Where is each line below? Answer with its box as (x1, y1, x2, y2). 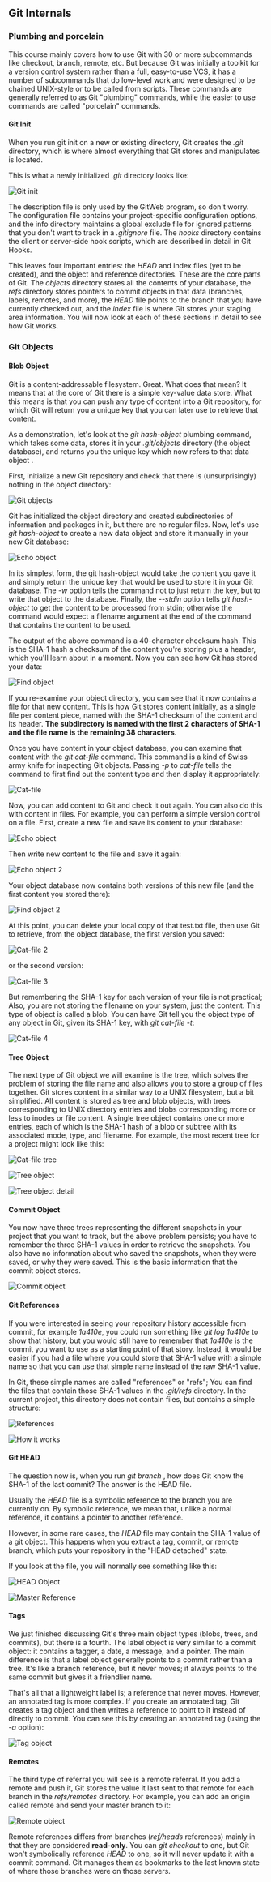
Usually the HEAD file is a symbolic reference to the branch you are (8, 1495, 233, 1505)
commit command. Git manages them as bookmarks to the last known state (8, 1858, 260, 1867)
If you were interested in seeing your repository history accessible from (8, 1318, 247, 1328)
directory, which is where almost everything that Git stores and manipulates (8, 146, 260, 156)
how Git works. (8, 320, 59, 331)
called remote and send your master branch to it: (8, 1800, 171, 1811)
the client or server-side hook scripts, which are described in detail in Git (8, 236, 252, 246)
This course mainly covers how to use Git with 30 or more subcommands (8, 49, 252, 59)
